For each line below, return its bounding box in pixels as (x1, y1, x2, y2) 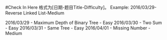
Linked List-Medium (23, 10, 64, 16)
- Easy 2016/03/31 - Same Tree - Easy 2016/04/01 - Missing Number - (5, 25, 151, 31)
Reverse (5, 10, 23, 16)
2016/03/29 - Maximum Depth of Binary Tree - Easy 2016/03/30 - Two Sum (5, 19, 162, 25)
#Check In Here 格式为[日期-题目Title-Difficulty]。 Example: (5, 4, 130, 10)
